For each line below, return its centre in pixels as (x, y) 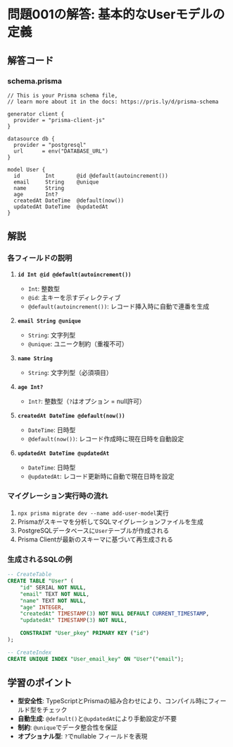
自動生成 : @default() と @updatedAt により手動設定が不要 (97, 719)
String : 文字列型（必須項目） (70, 372)
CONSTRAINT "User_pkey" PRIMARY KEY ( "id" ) (85, 633)
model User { (26, 169)
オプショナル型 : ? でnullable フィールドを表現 (82, 736)
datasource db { (31, 138)
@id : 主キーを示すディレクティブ (74, 297)
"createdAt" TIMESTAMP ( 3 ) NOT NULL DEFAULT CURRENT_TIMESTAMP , (115, 614)
